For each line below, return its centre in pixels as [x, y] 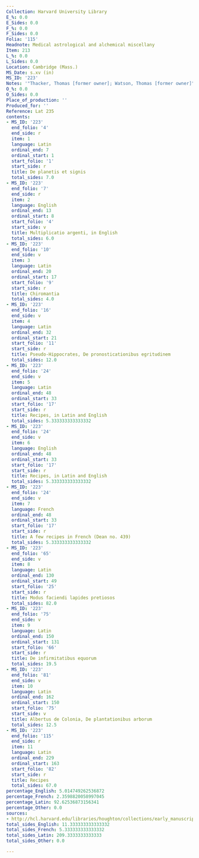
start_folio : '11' [34, 343]
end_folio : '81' [31, 675]
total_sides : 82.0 [34, 603]
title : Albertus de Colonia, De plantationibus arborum [82, 719]
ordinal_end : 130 [33, 576]
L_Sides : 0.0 [22, 61]
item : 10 [22, 686]
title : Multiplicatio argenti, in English [65, 232]
